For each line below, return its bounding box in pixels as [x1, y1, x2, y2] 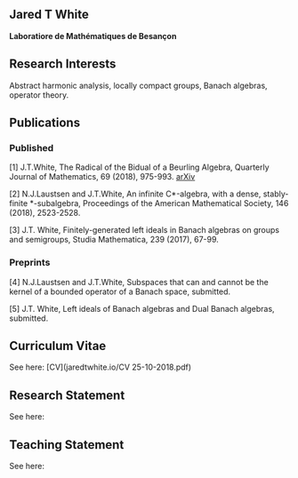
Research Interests [9, 57, 117, 72]
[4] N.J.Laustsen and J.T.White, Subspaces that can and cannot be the [9, 276, 269, 287]
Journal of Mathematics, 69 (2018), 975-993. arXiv [9, 171, 196, 182]
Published [9, 141, 54, 154]
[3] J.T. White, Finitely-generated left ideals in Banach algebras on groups [9, 225, 280, 235]
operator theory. [9, 89, 69, 100]
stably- [262, 188, 289, 199]
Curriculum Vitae [9, 339, 107, 354]
